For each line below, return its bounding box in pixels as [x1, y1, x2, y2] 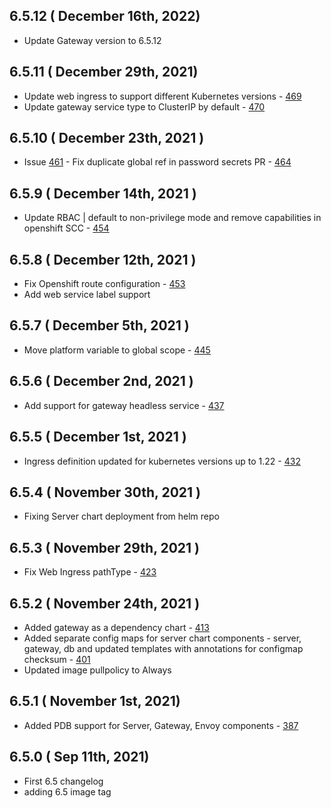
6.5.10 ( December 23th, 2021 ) [9, 130, 205, 147]
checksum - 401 [23, 653, 91, 665]
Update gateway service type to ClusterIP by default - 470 [23, 100, 266, 113]
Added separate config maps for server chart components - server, [23, 632, 302, 644]
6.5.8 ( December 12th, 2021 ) [9, 251, 197, 268]
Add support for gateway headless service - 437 [23, 399, 225, 411]
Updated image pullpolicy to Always [23, 664, 172, 676]
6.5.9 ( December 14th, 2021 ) [9, 185, 197, 202]
